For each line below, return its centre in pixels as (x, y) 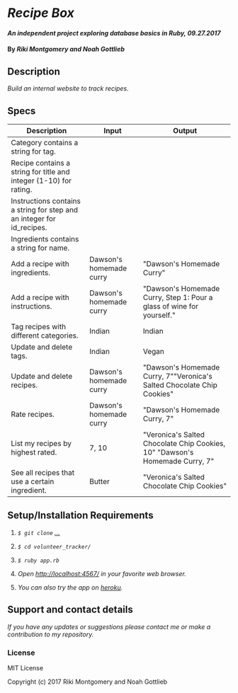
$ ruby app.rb (38, 561)
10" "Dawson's (168, 452)
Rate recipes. (33, 414)
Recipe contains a (41, 163)
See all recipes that (43, 472)
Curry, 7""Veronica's (177, 376)
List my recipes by (41, 443)
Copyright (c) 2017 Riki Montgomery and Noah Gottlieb (87, 682)
